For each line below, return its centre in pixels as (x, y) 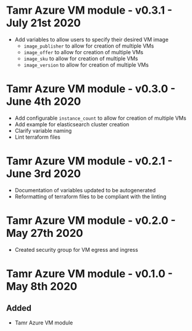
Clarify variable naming (43, 130)
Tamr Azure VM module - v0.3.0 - (91, 89)
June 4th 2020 (44, 102)
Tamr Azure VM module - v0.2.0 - (91, 220)
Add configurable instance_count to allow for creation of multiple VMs (100, 118)
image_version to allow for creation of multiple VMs (86, 65)
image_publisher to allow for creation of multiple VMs (89, 46)
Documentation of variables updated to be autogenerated (85, 190)
